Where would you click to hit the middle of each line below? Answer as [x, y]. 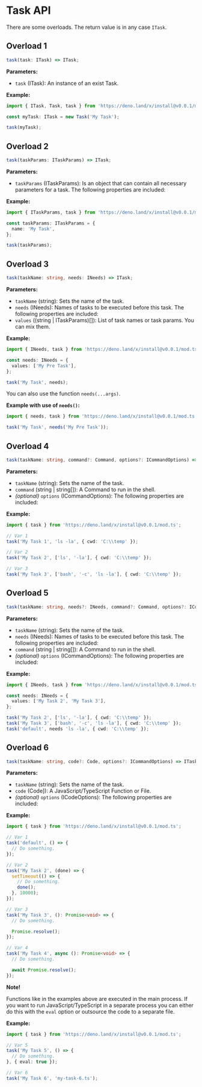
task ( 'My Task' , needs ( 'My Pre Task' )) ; [58, 427]
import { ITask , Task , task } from [51, 106]
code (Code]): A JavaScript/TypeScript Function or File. [83, 791]
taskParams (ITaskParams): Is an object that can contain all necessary [101, 183]
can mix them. [32, 327]
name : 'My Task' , [33, 229]
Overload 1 [27, 46]
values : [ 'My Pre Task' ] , [44, 366]
